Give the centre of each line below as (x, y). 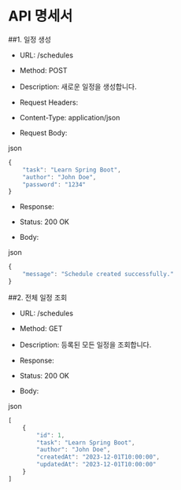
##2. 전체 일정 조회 (38, 297)
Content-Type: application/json (70, 117)
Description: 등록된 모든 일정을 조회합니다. (85, 344)
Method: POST (43, 70)
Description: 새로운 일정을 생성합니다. (78, 87)
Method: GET (41, 328)
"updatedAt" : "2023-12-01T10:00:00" (96, 465)
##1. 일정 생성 (30, 39)
